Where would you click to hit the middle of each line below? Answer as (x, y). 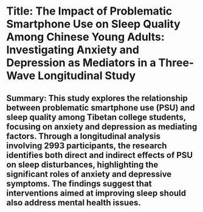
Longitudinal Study (87, 76)
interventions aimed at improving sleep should (96, 193)
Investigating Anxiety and (73, 50)
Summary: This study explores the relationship (97, 98)
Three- (176, 63)
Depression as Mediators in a (81, 63)
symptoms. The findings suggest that (79, 183)
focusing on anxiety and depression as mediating (102, 127)
